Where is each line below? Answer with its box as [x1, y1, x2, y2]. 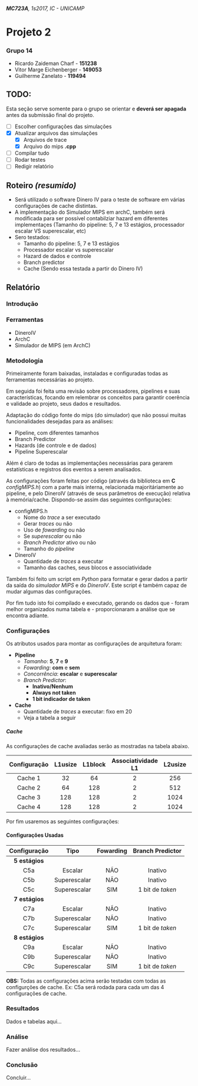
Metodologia [6, 356, 43, 364]
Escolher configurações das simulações [14, 123, 112, 130]
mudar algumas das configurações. [6, 588, 93, 595]
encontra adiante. [6, 612, 49, 619]
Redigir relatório [14, 163, 54, 170]
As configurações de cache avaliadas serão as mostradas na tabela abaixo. [6, 743, 190, 750]
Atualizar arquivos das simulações [14, 129, 98, 136]
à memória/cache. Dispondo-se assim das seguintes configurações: [6, 496, 172, 503]
